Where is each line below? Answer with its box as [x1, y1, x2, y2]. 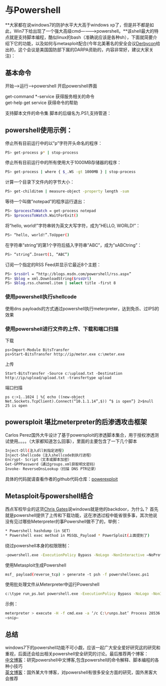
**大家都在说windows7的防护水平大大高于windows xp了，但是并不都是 [5, 22, 150, 28]
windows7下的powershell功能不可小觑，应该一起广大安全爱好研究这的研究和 [5, 644, 161, 650]
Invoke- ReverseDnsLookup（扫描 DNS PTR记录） [5, 466, 98, 471]
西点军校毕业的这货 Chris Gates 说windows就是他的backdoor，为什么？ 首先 [5, 506, 159, 512]
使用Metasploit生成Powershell [5, 562, 67, 568]
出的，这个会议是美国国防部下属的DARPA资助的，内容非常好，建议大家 [5, 47, 149, 53]
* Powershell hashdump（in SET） [5, 528, 73, 533]
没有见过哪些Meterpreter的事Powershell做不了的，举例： [5, 518, 121, 524]
